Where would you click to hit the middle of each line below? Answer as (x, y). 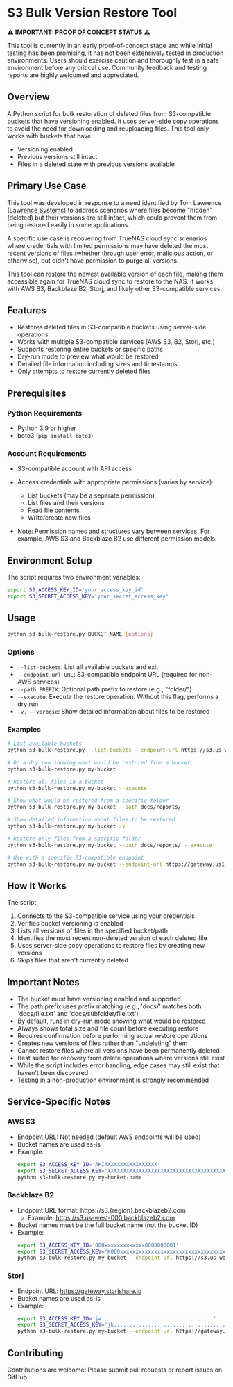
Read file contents (53, 510)
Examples (24, 729)
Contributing (35, 1353)
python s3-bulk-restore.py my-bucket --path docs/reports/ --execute (110, 845)
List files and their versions (66, 503)
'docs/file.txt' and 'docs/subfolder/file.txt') (78, 1014)
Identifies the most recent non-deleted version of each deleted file (112, 938)
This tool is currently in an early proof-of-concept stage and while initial (110, 45)
